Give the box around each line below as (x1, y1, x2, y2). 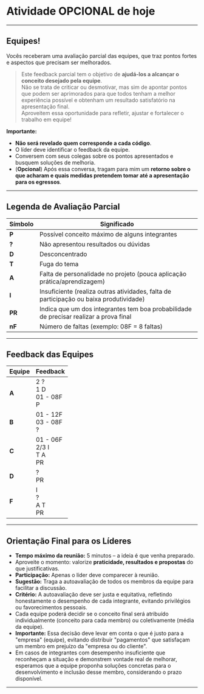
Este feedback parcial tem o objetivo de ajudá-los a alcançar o (21, 70, 179, 77)
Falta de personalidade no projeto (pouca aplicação (39, 269, 187, 278)
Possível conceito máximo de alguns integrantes (39, 230, 177, 238)
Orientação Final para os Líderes (6, 536, 132, 546)
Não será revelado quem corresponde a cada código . (15, 139, 152, 147)
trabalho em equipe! (21, 116, 72, 123)
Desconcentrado (39, 250, 87, 258)
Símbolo (9, 219, 34, 228)
